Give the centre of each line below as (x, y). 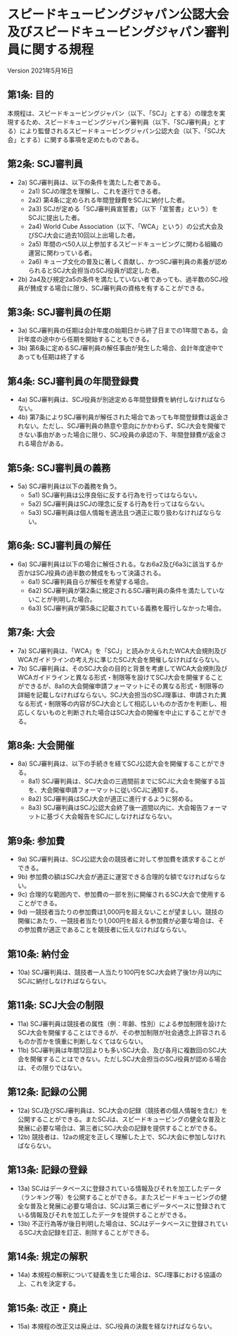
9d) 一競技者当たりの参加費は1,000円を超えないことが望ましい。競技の (120, 912)
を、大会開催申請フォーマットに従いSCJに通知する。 (105, 790)
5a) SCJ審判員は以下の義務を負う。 (69, 486)
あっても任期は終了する (51, 357)
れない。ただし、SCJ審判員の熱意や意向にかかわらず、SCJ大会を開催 (118, 426)
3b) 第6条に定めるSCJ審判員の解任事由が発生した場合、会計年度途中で (120, 348)
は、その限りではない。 (51, 1067)
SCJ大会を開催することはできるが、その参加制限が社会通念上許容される (122, 1032)
